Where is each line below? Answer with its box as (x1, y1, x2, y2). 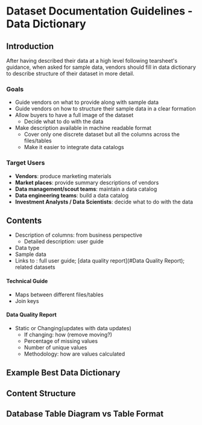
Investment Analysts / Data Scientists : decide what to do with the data (14, 198, 194, 205)
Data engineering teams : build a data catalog (14, 191, 129, 199)
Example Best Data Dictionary (6, 368, 121, 378)
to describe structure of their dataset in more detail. (6, 70, 134, 77)
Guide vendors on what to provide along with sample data (14, 98, 159, 106)
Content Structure (6, 388, 76, 398)
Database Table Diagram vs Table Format (6, 409, 164, 419)
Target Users (6, 159, 45, 167)
